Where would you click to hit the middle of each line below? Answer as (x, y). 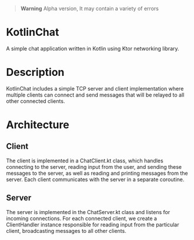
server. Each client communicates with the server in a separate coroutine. (95, 179)
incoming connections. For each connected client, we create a (82, 218)
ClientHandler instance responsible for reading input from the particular (93, 224)
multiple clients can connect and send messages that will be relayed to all (95, 95)
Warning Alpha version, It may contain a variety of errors (89, 9)
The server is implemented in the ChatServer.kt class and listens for (88, 212)
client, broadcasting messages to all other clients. (66, 231)
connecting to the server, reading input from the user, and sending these (94, 166)
